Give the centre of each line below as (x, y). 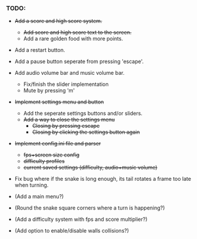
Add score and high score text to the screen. (77, 32)
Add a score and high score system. (58, 21)
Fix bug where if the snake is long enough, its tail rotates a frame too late (103, 179)
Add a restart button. (40, 50)
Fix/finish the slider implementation (66, 84)
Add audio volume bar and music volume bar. (69, 73)
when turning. (31, 185)
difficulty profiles (44, 161)
